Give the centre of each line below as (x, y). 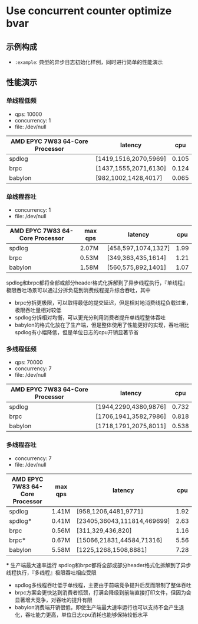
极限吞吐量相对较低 (38, 310)
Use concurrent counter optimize (89, 11)
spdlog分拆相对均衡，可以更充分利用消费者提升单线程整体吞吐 (90, 317)
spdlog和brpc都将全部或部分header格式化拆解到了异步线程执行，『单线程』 (97, 283)
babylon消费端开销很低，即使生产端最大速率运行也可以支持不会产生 (97, 607)
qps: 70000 (29, 363)
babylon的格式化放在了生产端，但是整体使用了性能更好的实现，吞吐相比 (102, 325)
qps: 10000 (28, 114)
